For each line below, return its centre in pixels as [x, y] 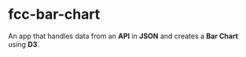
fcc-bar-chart [54, 14]
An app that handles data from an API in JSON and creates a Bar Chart [123, 36]
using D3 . [24, 44]
